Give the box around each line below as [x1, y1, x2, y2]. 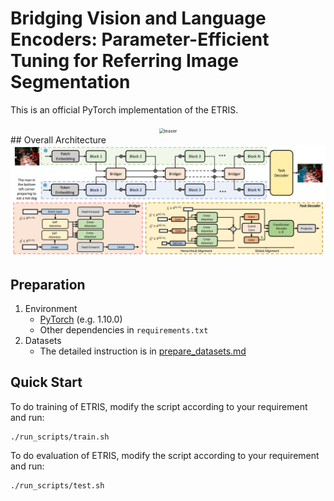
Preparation [10, 276, 86, 293]
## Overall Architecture [10, 133, 107, 146]
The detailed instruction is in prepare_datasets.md [39, 345, 247, 357]
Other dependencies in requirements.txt [39, 323, 209, 336]
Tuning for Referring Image [10, 50, 240, 72]
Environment [24, 302, 78, 314]
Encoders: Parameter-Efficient [10, 28, 270, 51]
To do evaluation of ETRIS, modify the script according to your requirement [10, 449, 320, 461]
